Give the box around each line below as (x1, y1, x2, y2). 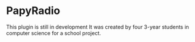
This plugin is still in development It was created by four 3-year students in (6, 23, 189, 30)
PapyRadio (6, 4, 61, 17)
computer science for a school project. (6, 29, 101, 36)
